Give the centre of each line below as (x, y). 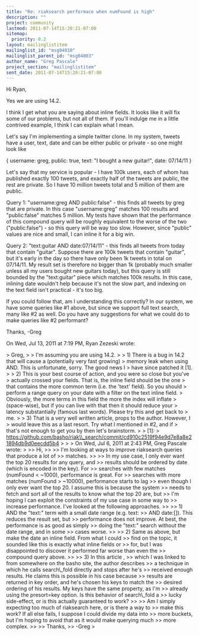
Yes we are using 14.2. (33, 101)
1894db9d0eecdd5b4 (33, 443)
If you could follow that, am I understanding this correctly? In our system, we (100, 301)
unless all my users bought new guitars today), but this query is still (88, 271)
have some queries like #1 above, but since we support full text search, (93, 308)
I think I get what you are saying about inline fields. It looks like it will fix (93, 112)
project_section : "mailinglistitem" (51, 67)
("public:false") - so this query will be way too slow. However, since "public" (99, 228)
